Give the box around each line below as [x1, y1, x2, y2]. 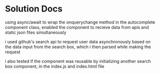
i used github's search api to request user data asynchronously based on [5, 38, 151, 44]
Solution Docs [5, 3, 63, 14]
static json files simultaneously [5, 29, 66, 35]
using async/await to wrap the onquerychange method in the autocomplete [5, 19, 156, 25]
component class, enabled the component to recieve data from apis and [5, 24, 149, 30]
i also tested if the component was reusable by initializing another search [5, 58, 151, 64]
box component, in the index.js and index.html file [5, 63, 105, 69]
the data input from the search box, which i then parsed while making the [5, 44, 151, 49]
